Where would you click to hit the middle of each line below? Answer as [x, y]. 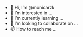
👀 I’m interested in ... [31, 13]
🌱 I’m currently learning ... [37, 18]
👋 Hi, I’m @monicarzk [32, 8]
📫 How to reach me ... [33, 29]
